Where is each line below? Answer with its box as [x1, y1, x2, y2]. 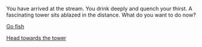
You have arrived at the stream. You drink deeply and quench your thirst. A [6, 5, 192, 12]
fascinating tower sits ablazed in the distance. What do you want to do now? [6, 11, 197, 18]
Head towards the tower [6, 35, 67, 41]
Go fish [6, 23, 25, 30]
